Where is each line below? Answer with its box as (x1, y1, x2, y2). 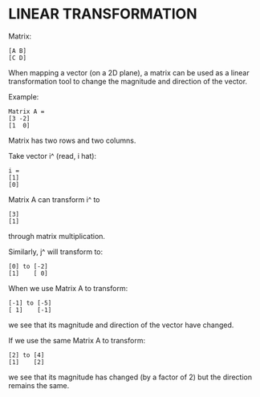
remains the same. (8, 380, 70, 390)
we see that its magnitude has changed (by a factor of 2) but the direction (8, 372, 253, 382)
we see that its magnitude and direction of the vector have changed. (8, 320, 234, 330)
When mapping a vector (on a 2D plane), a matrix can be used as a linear (8, 67, 250, 77)
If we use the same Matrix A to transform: (8, 335, 146, 345)
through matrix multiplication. (8, 231, 106, 241)
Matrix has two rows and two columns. (8, 136, 136, 145)
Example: (8, 91, 39, 101)
